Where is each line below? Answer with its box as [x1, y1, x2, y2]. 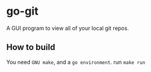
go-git [6, 4, 39, 18]
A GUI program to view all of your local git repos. [6, 24, 130, 32]
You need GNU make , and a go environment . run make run [6, 58, 145, 65]
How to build [6, 42, 56, 52]
